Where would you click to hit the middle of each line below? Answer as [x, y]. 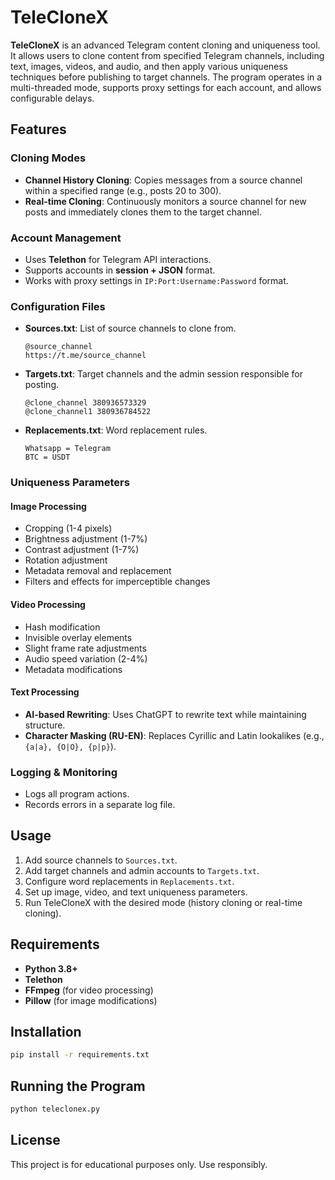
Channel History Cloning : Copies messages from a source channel [163, 180]
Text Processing [45, 692]
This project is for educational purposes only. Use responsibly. [139, 1164]
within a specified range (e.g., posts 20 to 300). [123, 190]
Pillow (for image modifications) [91, 1000]
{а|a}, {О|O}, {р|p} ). [70, 746]
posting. [42, 385]
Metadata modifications [73, 669]
